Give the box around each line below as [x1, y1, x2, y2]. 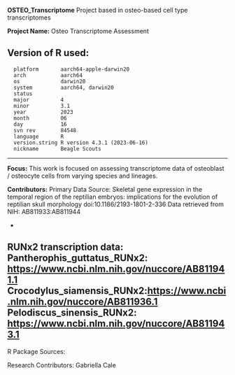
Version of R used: [7, 47, 90, 59]
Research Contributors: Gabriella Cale [7, 360, 117, 369]
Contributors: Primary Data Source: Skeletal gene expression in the [7, 185, 203, 193]
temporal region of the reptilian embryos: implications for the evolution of [7, 192, 218, 201]
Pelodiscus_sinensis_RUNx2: [7, 307, 138, 319]
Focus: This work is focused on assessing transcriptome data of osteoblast [7, 164, 225, 172]
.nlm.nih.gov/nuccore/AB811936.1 [7, 296, 158, 308]
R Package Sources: [7, 347, 66, 355]
